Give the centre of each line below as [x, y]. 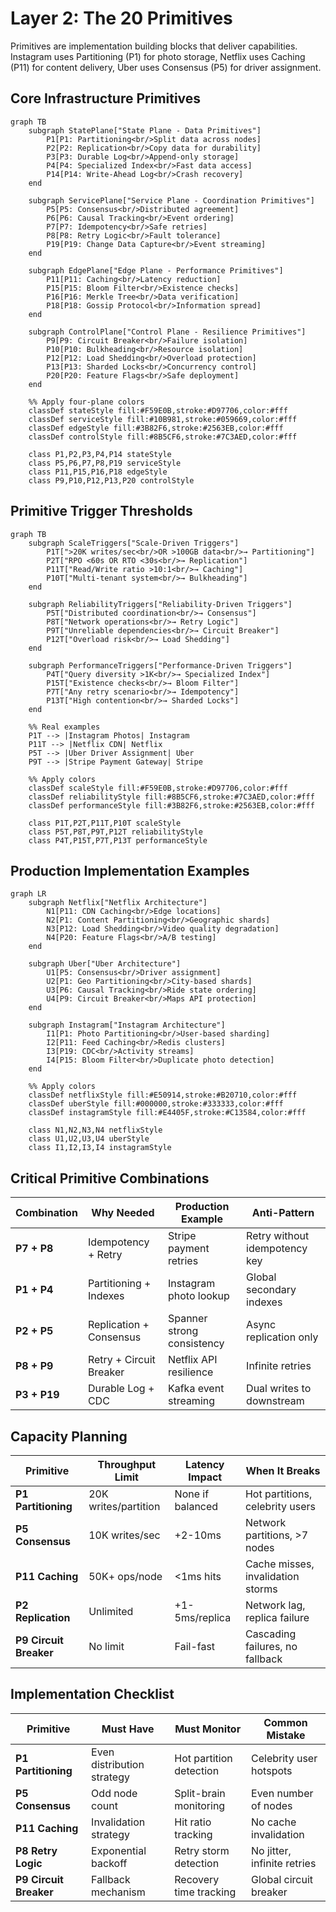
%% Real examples [64, 727]
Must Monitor [208, 1729]
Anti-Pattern [283, 1213]
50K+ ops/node [125, 1576]
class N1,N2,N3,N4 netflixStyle [95, 1130]
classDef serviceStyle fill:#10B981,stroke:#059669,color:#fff [163, 419]
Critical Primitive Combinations [110, 1178]
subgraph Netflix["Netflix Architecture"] [118, 903]
